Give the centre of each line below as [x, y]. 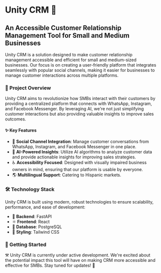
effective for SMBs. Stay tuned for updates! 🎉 [50, 265]
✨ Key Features [21, 130]
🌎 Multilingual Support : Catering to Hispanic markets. [67, 175]
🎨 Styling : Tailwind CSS [36, 232]
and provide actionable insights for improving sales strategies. [74, 157]
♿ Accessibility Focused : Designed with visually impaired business [79, 162]
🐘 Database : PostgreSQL [37, 227]
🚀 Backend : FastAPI [32, 216]
